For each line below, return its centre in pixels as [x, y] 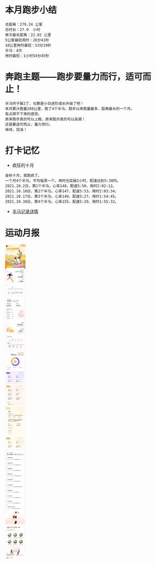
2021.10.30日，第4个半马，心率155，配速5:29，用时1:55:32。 [62, 202]
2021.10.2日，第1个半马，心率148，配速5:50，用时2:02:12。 [61, 186]
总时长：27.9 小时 [23, 30]
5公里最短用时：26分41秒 [27, 40]
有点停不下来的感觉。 [23, 114]
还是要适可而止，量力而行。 [29, 124]
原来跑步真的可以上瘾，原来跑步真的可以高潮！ [45, 119]
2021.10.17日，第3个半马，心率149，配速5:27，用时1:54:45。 [62, 196]
